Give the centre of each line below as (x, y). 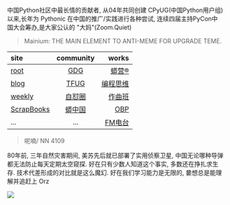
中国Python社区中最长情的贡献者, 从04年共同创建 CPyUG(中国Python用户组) (115, 10)
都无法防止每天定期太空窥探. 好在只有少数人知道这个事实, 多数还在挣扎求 (110, 164)
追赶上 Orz (34, 181)
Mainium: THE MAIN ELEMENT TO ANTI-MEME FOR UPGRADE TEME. (123, 41)
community (76, 58)
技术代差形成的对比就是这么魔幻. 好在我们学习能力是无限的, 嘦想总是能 (116, 173)
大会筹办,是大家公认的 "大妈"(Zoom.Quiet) (72, 27)
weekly (22, 96)
